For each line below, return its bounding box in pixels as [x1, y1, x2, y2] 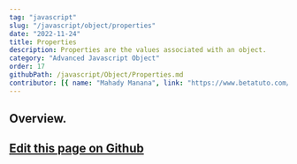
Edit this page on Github [9, 141, 144, 156]
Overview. [9, 111, 67, 126]
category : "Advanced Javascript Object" [9, 54, 161, 63]
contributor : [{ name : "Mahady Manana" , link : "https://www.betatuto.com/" [9, 78, 294, 87]
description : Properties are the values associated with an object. [9, 46, 267, 55]
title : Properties [9, 37, 77, 47]
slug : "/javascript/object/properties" [9, 21, 156, 30]
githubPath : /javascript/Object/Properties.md [9, 71, 184, 79]
